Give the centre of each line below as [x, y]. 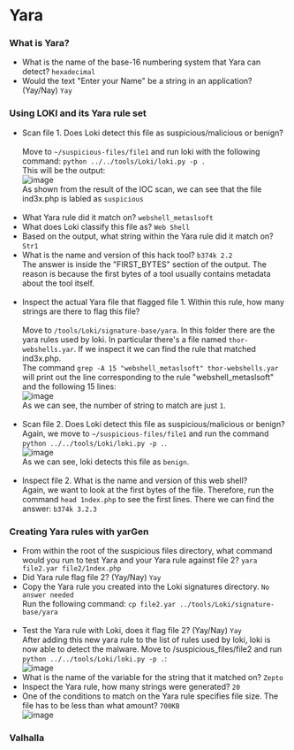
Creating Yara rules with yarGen [79, 532]
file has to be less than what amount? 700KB [101, 706]
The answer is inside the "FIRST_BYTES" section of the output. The [144, 264]
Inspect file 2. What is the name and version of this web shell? [135, 480]
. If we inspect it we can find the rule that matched [165, 348]
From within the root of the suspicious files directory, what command [147, 551]
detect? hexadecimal [58, 72]
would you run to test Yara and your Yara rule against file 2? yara [139, 560]
